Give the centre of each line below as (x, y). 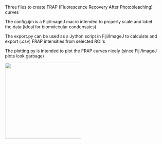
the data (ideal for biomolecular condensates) (51, 27)
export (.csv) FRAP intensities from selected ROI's (55, 41)
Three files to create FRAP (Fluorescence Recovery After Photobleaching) (79, 7)
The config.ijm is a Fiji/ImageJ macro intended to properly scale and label (79, 22)
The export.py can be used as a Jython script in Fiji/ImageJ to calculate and (81, 36)
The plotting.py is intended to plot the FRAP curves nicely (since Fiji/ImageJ (81, 51)
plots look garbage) (25, 56)
